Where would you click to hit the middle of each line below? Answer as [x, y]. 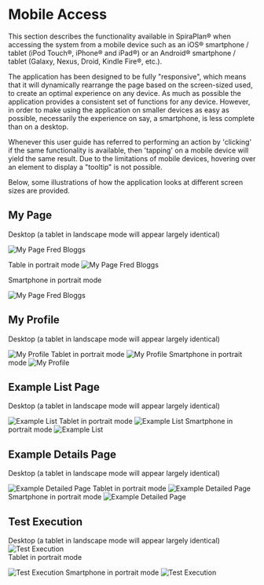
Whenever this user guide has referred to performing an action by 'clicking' [130, 142]
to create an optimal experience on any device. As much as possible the [125, 93]
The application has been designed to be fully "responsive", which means [127, 76]
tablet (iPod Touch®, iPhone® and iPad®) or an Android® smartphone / [122, 53]
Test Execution [46, 522]
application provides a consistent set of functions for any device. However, [129, 101]
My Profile [34, 320]
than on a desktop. [38, 127]
